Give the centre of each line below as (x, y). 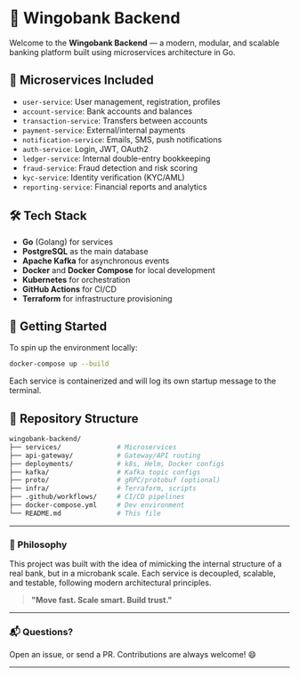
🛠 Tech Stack (48, 216)
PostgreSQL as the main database (85, 251)
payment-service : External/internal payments (104, 130)
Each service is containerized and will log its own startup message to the (143, 381)
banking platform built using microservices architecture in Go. (122, 52)
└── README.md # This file (85, 513)
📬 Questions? (41, 633)
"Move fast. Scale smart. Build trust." (101, 600)
